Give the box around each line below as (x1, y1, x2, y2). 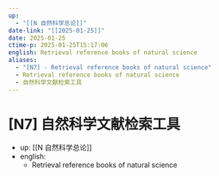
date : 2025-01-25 (8, 33, 66, 42)
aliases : (8, 57, 37, 65)
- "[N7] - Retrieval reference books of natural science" (15, 64, 213, 72)
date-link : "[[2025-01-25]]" (8, 26, 105, 34)
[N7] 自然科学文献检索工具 (8, 115, 181, 133)
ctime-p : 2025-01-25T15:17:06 (8, 41, 109, 49)
